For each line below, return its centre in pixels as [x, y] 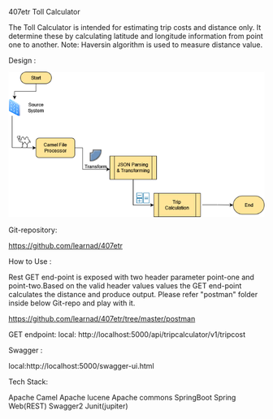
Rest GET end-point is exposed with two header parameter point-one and [131, 277]
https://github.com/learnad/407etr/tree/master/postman [102, 318]
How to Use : [30, 261]
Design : [22, 60]
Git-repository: [33, 230]
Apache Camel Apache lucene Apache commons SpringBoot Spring [122, 397]
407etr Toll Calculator [44, 12]
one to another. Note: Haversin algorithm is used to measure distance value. [135, 45]
